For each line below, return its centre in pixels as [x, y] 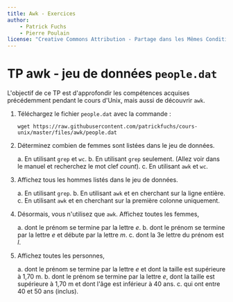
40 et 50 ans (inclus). [48, 292]
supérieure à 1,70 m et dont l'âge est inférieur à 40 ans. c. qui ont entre [119, 284]
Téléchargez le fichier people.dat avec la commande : [94, 114]
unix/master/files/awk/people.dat [67, 133]
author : [18, 20]
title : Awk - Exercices [42, 14]
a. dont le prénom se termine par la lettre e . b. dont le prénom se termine [121, 228]
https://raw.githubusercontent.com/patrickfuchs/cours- [115, 127]
